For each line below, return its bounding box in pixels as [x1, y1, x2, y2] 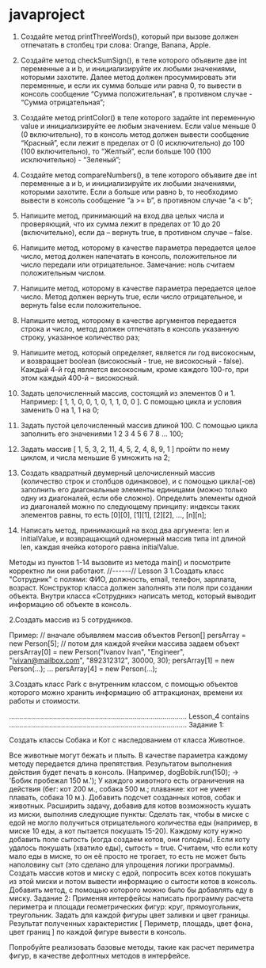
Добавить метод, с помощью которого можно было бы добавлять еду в [9, 885, 254, 894]
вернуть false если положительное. [20, 300, 142, 309]
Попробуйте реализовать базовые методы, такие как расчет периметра [9, 942, 255, 951]
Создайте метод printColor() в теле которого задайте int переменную [20, 112, 256, 122]
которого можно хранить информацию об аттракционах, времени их [9, 687, 244, 697]
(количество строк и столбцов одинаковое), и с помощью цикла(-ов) [20, 476, 256, 486]
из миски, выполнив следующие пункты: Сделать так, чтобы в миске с [9, 809, 249, 818]
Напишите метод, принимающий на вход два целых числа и [20, 211, 225, 220]
